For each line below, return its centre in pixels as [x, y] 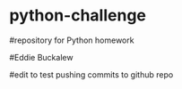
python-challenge [78, 16]
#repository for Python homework [72, 40]
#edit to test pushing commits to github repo [91, 74]
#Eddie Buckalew [41, 57]
